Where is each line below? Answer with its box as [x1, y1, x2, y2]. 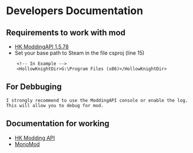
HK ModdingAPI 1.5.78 [14, 43, 69, 50]
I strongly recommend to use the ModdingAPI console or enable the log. [6, 97, 188, 104]
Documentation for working [6, 119, 110, 129]
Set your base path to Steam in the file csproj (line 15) [14, 49, 145, 56]
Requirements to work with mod [6, 28, 126, 38]
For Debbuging [6, 82, 62, 92]
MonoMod [14, 140, 40, 148]
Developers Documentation [6, 4, 144, 18]
